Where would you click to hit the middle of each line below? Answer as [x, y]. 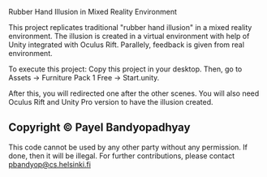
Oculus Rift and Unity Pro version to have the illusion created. [111, 102]
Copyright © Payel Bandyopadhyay [99, 128]
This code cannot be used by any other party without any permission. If [128, 147]
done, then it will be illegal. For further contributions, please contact [122, 155]
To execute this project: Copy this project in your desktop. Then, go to [125, 69]
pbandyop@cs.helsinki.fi [50, 164]
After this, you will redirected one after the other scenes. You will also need [134, 93]
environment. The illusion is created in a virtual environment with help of [129, 36]
